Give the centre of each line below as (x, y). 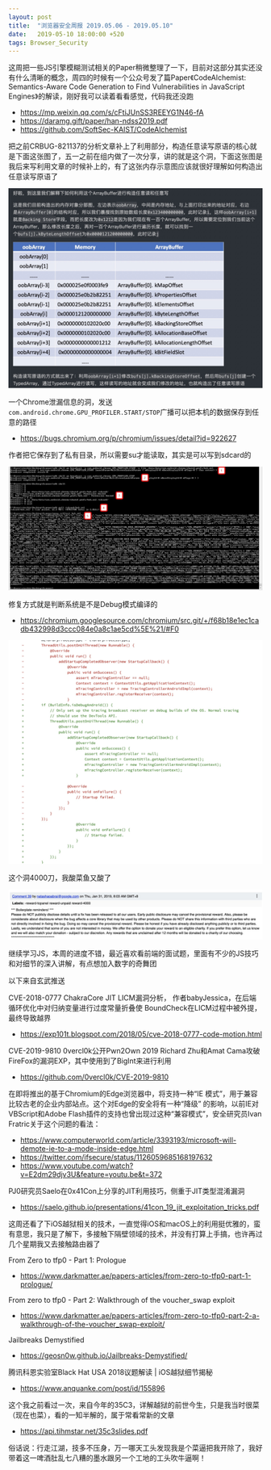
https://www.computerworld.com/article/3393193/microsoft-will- (128, 1140)
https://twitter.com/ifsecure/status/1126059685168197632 (116, 1157)
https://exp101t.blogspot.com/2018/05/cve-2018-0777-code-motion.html (141, 1034)
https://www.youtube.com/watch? (77, 1166)
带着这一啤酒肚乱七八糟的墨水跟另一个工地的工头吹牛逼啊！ (107, 1458)
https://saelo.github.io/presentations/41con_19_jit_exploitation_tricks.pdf (140, 1207)
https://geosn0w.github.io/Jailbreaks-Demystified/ (104, 1355)
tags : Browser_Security (48, 43)
